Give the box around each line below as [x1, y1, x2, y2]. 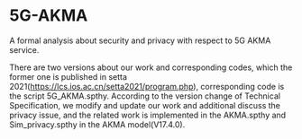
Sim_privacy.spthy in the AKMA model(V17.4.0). [9, 118, 186, 130]
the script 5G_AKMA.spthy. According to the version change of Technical [9, 91, 281, 101]
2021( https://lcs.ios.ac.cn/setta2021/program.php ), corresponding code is [9, 81, 285, 91]
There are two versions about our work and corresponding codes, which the [9, 62, 293, 73]
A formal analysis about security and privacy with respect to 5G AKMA [9, 35, 271, 46]
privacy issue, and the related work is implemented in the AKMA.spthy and [9, 109, 287, 120]
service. [9, 44, 40, 55]
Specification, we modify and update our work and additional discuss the [9, 100, 281, 110]
